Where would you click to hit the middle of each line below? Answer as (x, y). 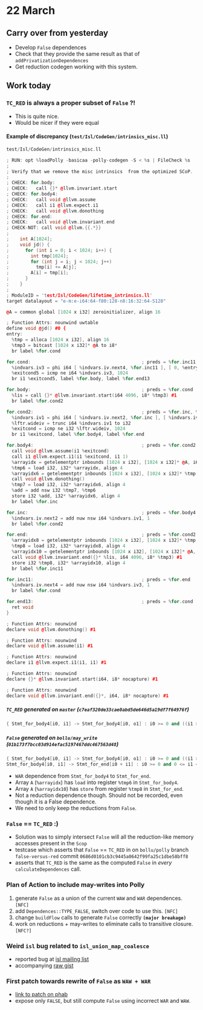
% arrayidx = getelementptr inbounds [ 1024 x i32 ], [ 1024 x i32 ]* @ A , (101, 462)
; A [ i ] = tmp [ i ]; (37, 273)
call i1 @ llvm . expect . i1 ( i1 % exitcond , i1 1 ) (70, 457)
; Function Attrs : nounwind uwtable (52, 323)
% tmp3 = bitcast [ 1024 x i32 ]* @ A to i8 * (65, 345)
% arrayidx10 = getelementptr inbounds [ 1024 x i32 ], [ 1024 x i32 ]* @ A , (104, 552)
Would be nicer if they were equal (57, 122)
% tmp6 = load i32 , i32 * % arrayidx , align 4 (67, 468)
